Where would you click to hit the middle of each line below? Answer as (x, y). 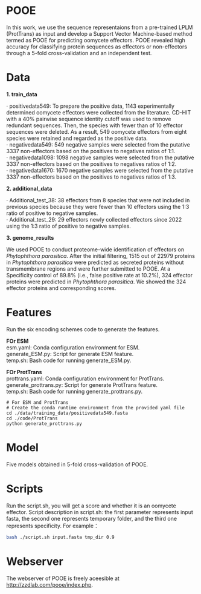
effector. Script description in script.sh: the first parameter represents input (100, 512)
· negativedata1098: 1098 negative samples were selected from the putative (100, 157)
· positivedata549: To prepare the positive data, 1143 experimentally (91, 106)
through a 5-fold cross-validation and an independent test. (79, 53)
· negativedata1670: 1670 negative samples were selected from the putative (100, 170)
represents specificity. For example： (53, 526)
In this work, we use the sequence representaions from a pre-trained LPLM (100, 27)
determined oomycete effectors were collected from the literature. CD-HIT (99, 112)
